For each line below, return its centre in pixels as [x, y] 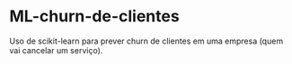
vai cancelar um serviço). [56, 50]
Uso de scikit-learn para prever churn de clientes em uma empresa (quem [146, 41]
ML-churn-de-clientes [94, 16]
